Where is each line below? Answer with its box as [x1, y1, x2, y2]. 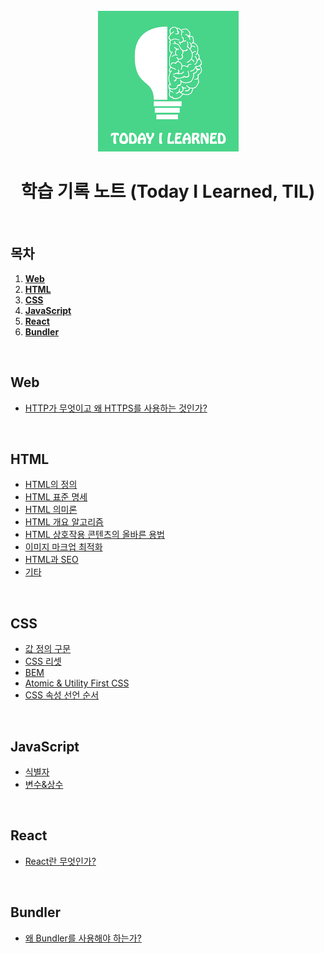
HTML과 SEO [24, 554, 79, 566]
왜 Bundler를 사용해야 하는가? [24, 932, 142, 944]
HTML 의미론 [24, 504, 78, 516]
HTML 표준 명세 [24, 491, 88, 503]
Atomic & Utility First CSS [24, 677, 130, 689]
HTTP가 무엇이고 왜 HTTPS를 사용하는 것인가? [24, 402, 208, 414]
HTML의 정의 [24, 479, 78, 491]
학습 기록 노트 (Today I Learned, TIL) [20, 180, 316, 203]
